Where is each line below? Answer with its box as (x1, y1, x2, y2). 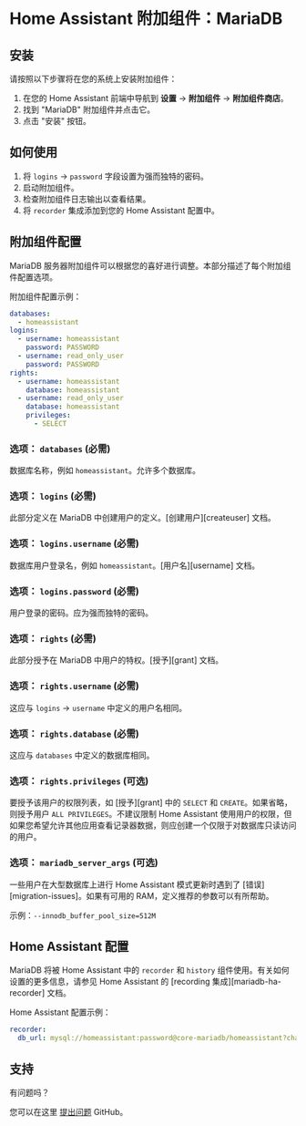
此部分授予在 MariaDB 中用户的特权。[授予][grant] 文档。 (9, 655, 224, 666)
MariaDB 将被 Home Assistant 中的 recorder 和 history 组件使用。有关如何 (9, 965, 290, 976)
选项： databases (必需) (9, 442, 111, 455)
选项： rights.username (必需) (9, 680, 139, 693)
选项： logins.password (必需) (9, 584, 139, 597)
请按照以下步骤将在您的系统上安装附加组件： (9, 74, 178, 84)
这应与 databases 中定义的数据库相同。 (9, 749, 155, 760)
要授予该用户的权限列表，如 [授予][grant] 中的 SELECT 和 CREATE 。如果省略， (9, 797, 293, 808)
